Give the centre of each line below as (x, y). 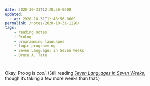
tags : (11, 28)
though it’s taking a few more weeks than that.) (52, 78)
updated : (14, 14)
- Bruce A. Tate (31, 55)
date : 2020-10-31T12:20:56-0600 (38, 10)
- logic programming (35, 46)
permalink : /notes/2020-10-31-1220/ (42, 23)
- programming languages (39, 42)
